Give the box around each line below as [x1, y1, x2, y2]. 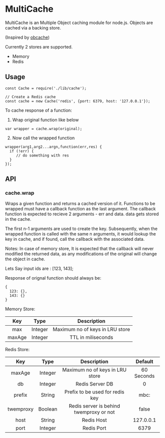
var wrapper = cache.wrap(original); [5, 126, 82, 131]
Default [136, 358, 154, 365]
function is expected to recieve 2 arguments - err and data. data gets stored [5, 211, 159, 217]
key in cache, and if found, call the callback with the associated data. [5, 236, 145, 242]
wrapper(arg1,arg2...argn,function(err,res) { [5, 144, 102, 149]
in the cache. [5, 216, 32, 222]
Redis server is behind [68, 403, 120, 410]
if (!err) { [9, 149, 34, 154]
